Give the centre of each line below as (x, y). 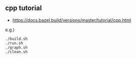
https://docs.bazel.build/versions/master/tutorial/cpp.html (71, 20)
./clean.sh (16, 52)
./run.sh (14, 43)
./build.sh (16, 39)
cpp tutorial (24, 8)
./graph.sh (16, 47)
